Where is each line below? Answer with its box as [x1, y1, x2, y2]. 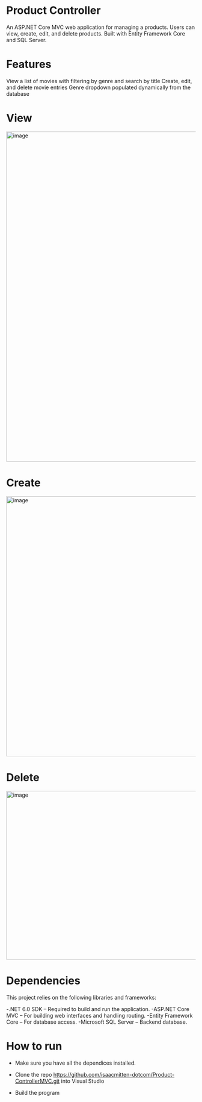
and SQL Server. [6, 36, 47, 43]
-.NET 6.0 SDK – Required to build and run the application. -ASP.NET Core [6, 1005, 189, 1012]
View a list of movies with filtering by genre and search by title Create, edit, [6, 77, 192, 84]
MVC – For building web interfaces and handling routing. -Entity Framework [6, 1012, 193, 1019]
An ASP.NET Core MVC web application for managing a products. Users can [6, 23, 195, 31]
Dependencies [6, 974, 81, 988]
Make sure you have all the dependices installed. [14, 1059, 136, 1066]
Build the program [14, 1089, 60, 1096]
